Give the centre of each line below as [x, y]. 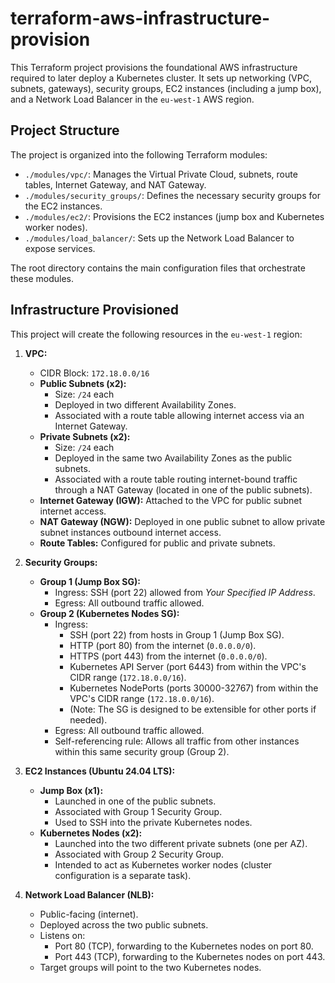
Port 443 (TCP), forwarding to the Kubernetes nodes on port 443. [190, 956]
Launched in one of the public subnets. [135, 801]
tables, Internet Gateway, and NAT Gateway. [115, 184]
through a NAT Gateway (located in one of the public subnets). [183, 489]
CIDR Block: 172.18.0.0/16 [94, 373]
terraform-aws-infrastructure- [140, 18]
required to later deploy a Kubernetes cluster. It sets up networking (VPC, [161, 78]
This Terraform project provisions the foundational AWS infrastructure [154, 67]
